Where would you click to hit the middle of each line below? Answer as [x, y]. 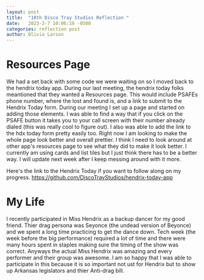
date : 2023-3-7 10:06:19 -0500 [49, 23]
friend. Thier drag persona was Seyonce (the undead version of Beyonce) [99, 225]
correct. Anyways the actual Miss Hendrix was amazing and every [89, 251]
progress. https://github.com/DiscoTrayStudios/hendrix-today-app [90, 178]
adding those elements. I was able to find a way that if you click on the [95, 114]
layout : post [23, 12]
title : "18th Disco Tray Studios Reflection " [68, 18]
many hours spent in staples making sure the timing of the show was [92, 245]
